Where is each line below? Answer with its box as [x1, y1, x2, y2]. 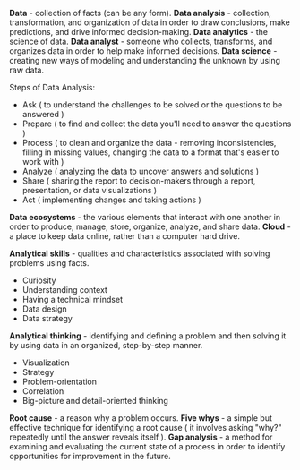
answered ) [21, 109, 64, 119]
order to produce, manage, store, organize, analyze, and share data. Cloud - [9, 221, 291, 232]
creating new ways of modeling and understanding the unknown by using [9, 56, 280, 65]
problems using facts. [9, 258, 90, 268]
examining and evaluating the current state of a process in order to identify [9, 441, 286, 451]
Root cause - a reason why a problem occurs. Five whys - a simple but [9, 413, 273, 423]
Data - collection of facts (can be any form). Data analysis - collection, [9, 8, 271, 18]
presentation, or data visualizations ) [21, 185, 158, 195]
